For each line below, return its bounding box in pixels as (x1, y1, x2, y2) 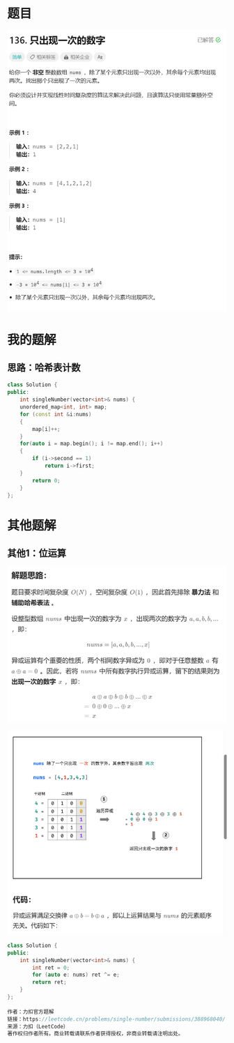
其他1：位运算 (7, 547, 67, 559)
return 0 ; (32, 477, 61, 484)
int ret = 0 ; (32, 964, 70, 971)
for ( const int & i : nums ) (19, 411, 92, 418)
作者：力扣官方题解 (7, 1008, 54, 1015)
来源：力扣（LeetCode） (7, 1023, 69, 1030)
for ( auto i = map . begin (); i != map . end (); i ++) (19, 440, 164, 448)
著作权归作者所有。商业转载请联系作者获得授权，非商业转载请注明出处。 (7, 1030, 184, 1037)
